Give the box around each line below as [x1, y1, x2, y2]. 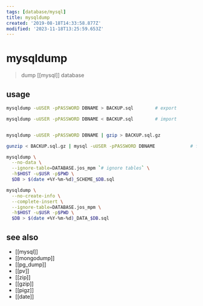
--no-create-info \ [11, 193, 61, 199]
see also [6, 232, 39, 242]
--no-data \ [11, 159, 42, 166]
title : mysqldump [6, 14, 50, 21]
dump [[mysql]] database [21, 72, 85, 79]
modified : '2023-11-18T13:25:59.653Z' [6, 25, 104, 32]
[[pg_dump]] [14, 261, 47, 268]
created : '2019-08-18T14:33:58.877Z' [6, 20, 101, 26]
